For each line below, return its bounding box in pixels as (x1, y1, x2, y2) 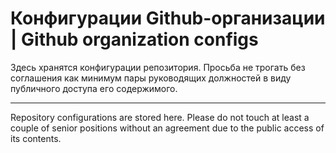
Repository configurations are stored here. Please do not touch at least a (10, 111, 310, 123)
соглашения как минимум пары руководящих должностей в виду (10, 72, 292, 84)
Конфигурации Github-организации (10, 7, 326, 30)
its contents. (10, 132, 62, 144)
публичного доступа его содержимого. (10, 82, 178, 94)
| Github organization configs (10, 28, 259, 51)
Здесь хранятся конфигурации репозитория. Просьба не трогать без (10, 61, 306, 73)
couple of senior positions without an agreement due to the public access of (10, 122, 325, 134)
